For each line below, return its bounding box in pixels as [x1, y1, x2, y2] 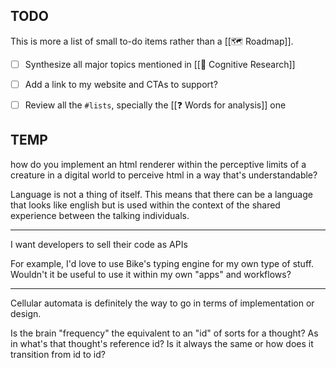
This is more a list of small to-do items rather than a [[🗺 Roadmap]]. [10, 35, 294, 47]
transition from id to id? [10, 348, 106, 360]
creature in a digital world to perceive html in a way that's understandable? [10, 169, 318, 181]
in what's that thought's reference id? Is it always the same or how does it [10, 337, 314, 349]
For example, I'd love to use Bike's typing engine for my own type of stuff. [10, 257, 314, 269]
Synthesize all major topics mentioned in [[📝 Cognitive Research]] [24, 58, 296, 70]
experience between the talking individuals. [10, 209, 190, 221]
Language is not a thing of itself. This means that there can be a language [10, 188, 313, 200]
